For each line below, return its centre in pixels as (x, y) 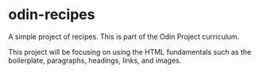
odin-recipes (52, 15)
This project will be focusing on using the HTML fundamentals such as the (130, 52)
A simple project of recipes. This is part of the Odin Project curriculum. (124, 36)
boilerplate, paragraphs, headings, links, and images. (95, 60)
